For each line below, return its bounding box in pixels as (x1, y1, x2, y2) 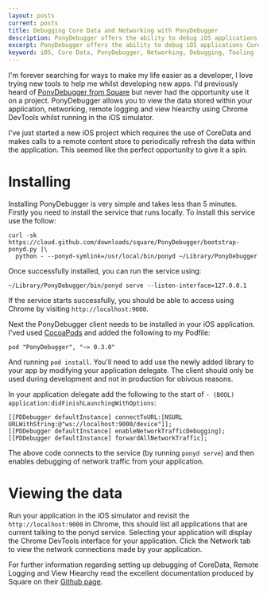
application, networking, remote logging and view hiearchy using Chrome (8, 104, 249, 114)
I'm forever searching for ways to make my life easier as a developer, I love (8, 71, 253, 80)
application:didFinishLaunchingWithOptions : (8, 398, 157, 407)
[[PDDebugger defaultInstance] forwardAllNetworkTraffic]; (8, 434, 208, 442)
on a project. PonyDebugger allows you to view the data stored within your (8, 96, 253, 105)
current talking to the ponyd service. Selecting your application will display (8, 527, 253, 537)
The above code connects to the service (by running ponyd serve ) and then (8, 448, 254, 457)
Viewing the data (8, 484, 123, 503)
